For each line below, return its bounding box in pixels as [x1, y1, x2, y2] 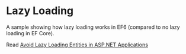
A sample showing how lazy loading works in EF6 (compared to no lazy [6, 23, 180, 31]
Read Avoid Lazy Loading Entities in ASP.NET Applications [6, 41, 148, 48]
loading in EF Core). [6, 29, 54, 36]
